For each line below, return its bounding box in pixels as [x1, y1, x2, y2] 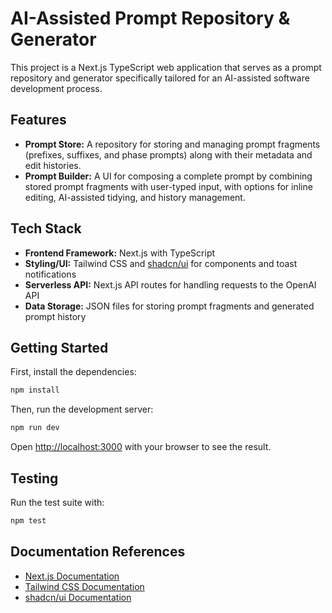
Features [10, 112, 67, 129]
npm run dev [10, 423, 60, 433]
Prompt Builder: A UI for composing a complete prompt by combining [24, 170, 313, 182]
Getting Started [10, 339, 109, 356]
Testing [10, 470, 59, 487]
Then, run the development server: [10, 403, 154, 416]
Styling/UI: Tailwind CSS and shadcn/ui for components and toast [24, 257, 298, 269]
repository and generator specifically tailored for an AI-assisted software [10, 72, 310, 84]
